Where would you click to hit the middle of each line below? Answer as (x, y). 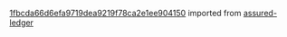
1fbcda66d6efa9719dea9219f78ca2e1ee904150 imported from (125, 13)
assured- (260, 13)
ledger (22, 23)
